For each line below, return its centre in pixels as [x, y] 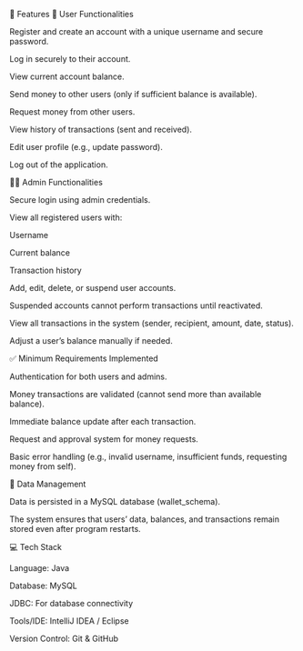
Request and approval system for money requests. [104, 439]
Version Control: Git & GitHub [64, 638]
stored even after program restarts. [75, 529]
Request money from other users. [72, 112]
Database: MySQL [43, 586]
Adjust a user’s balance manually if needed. [91, 341]
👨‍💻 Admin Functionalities [56, 182]
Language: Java [40, 568]
